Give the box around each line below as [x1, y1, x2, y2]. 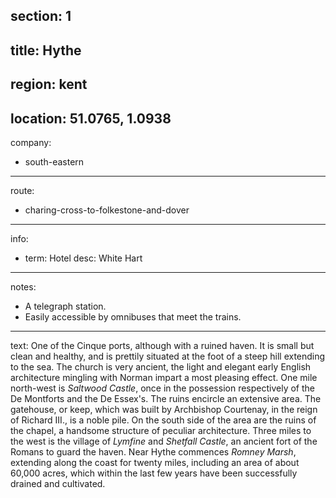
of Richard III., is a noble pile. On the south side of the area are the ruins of [10, 414, 317, 426]
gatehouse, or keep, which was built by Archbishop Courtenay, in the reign [10, 403, 318, 415]
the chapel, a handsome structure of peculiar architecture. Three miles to [10, 424, 312, 436]
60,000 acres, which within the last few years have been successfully [10, 467, 298, 479]
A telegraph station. [24, 300, 107, 312]
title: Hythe [10, 42, 82, 59]
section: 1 [10, 8, 72, 25]
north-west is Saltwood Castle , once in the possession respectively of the [10, 382, 315, 394]
